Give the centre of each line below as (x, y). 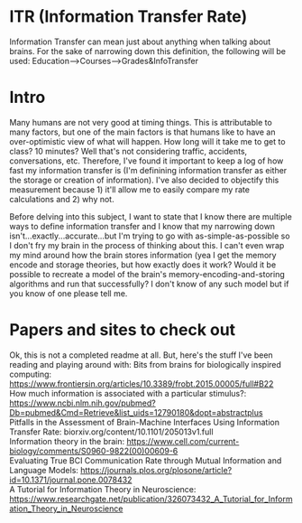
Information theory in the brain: (67, 441)
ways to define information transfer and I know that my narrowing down (142, 226)
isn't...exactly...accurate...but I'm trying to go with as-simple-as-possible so (150, 236)
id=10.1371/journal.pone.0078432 (71, 480)
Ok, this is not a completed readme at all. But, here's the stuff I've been (141, 355)
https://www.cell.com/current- (183, 441)
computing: (31, 374)
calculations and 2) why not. (62, 199)
